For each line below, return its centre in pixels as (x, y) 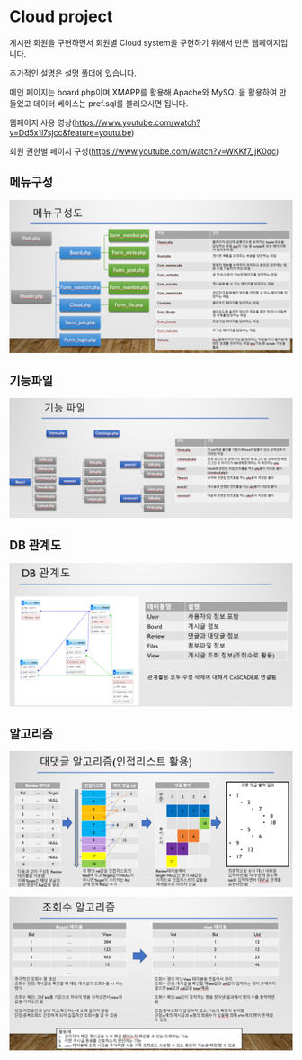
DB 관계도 (35, 545)
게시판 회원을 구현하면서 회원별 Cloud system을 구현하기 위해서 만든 (129, 42)
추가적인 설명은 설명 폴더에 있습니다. (73, 73)
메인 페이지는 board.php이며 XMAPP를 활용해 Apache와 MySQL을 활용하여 (143, 92)
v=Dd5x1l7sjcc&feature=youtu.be (71, 132)
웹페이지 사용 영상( (42, 122)
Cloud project (61, 17)
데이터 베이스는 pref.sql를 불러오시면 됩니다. (111, 103)
